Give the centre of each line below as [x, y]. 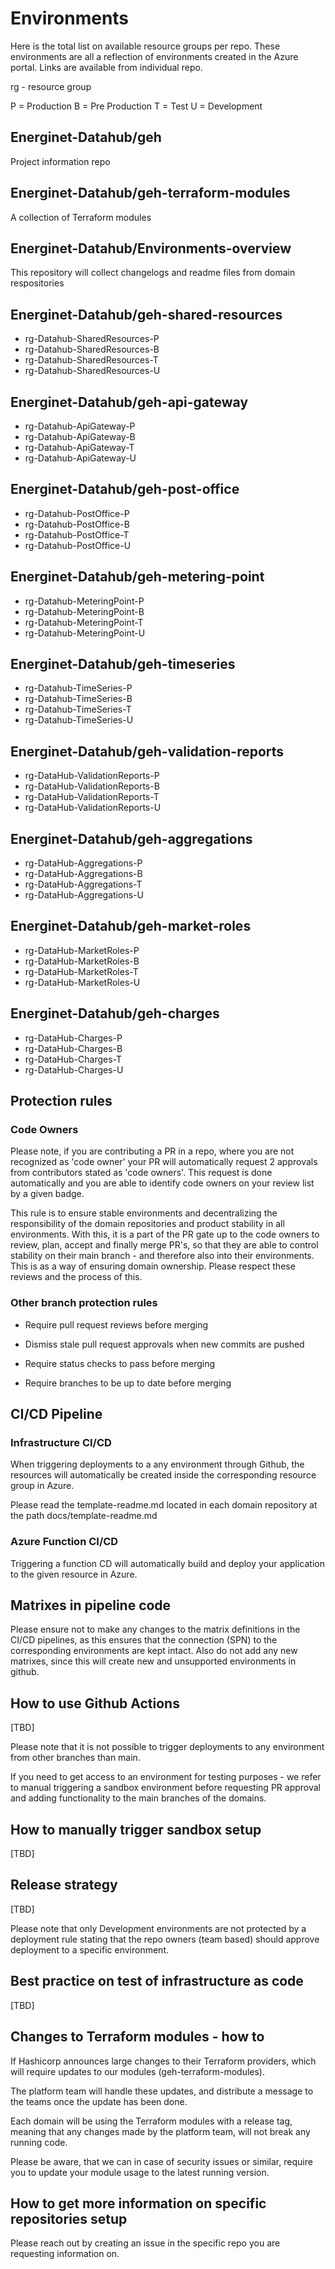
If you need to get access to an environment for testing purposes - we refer [166, 1777]
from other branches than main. [75, 1758]
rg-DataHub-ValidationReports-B [92, 786]
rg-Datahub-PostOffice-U [78, 545]
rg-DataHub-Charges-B [73, 1048]
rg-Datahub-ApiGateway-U [80, 458]
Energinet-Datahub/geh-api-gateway [129, 402]
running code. [39, 2142]
